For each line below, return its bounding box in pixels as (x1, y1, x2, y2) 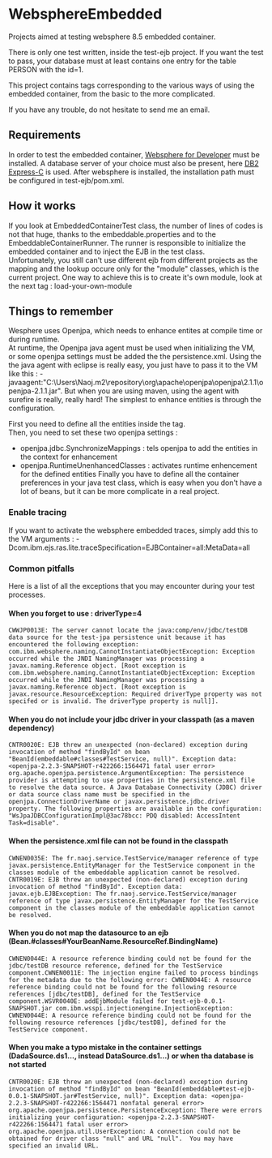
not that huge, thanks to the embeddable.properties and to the (8, 229, 216, 239)
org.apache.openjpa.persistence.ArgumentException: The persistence (8, 770, 244, 778)
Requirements (8, 128, 81, 142)
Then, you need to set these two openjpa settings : (8, 427, 178, 438)
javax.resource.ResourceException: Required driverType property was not (8, 690, 263, 698)
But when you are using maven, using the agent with (64, 386, 240, 396)
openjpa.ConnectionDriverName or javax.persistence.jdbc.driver (8, 798, 230, 806)
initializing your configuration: (8, 1113, 125, 1122)
